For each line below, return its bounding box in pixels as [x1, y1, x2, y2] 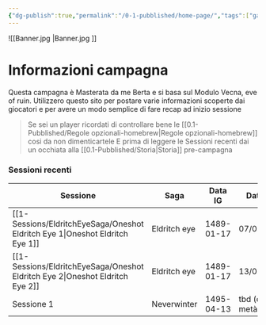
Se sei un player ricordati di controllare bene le [27, 120, 180, 129]
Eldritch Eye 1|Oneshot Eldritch [12, 227, 129, 239]
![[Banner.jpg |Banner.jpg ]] [8, 33, 97, 43]
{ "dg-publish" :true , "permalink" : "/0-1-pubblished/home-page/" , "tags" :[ [8, 11, 249, 20]
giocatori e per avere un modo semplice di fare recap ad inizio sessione [8, 104, 241, 113]
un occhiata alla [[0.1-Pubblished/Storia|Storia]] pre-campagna [27, 144, 233, 155]
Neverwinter [151, 298, 198, 309]
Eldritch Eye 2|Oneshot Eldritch [12, 270, 129, 281]
